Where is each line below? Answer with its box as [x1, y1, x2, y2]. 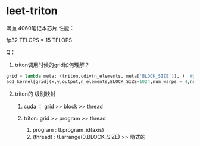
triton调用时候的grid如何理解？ [14, 61, 90, 68]
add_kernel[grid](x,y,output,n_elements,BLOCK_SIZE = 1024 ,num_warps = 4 [6, 78, 187, 84]
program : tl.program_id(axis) [32, 126, 104, 133]
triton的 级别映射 [14, 90, 56, 97]
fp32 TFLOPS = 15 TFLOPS [6, 36, 73, 43]
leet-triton [6, 4, 58, 18]
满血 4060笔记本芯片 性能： [6, 24, 75, 31]
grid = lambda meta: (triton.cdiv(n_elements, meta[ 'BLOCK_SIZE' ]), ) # [6, 73, 193, 79]
